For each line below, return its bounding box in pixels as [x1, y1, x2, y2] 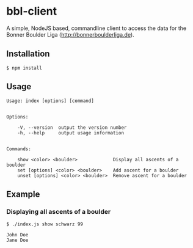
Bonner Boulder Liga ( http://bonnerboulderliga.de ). [6, 31, 134, 38]
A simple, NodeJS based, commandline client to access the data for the [6, 24, 187, 32]
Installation [6, 49, 50, 59]
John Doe [6, 232, 29, 238]
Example [6, 189, 40, 199]
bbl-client [6, 4, 57, 18]
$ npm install [6, 65, 43, 71]
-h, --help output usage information [17, 129, 124, 136]
